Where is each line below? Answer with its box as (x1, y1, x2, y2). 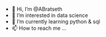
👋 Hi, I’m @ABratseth (11, 6, 63, 12)
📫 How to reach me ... (11, 25, 67, 32)
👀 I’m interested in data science (11, 12, 88, 19)
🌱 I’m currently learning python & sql (11, 18, 100, 25)
